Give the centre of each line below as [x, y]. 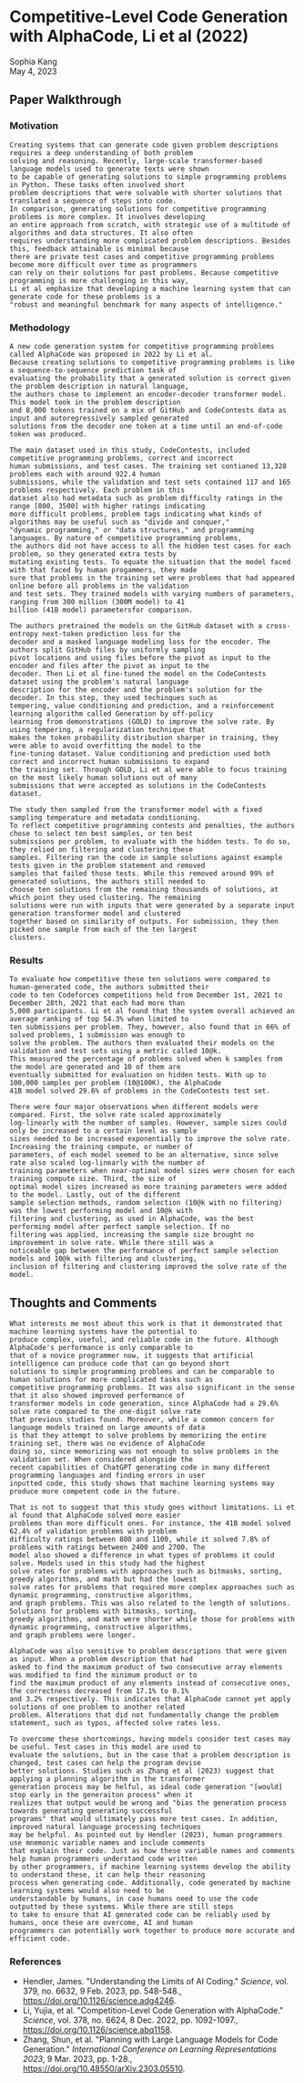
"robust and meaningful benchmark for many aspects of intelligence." [146, 304]
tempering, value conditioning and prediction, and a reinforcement [142, 706]
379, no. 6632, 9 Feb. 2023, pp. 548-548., [102, 1991]
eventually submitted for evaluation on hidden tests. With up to [138, 1075]
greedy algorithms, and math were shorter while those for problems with [152, 1619]
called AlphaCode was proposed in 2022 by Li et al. [111, 354]
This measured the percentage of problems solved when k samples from [146, 1059]
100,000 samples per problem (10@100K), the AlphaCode [116, 1083]
